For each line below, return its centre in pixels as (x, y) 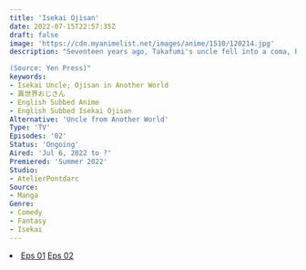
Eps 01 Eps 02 (48, 255)
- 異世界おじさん (37, 93)
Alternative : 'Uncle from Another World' (89, 119)
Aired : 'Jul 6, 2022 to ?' (61, 153)
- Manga (24, 196)
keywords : (28, 77)
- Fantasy (28, 221)
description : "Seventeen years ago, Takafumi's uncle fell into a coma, (150, 52)
